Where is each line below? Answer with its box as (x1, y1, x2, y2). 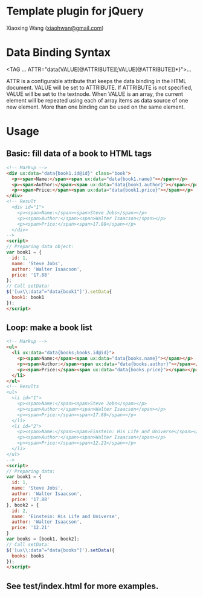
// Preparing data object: (6, 244, 74, 250)
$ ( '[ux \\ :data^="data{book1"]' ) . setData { (6, 289, 112, 295)
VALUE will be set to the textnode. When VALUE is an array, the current (6, 90, 183, 98)
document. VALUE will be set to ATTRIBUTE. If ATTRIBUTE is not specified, (6, 84, 193, 91)
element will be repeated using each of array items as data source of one (6, 96, 188, 104)
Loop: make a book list (6, 323, 92, 333)
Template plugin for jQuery (6, 4, 144, 18)
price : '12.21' (11, 525, 50, 531)
